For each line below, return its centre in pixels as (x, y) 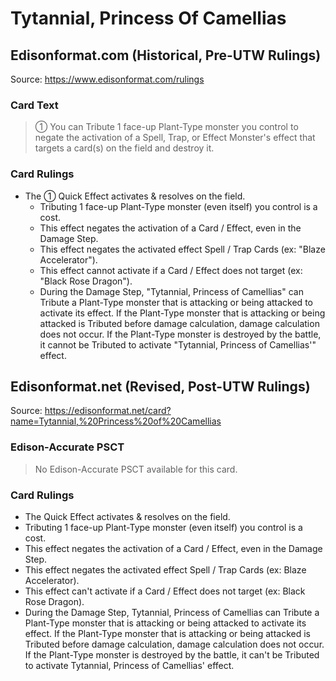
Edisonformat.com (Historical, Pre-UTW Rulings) (166, 55)
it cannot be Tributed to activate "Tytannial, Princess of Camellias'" (178, 344)
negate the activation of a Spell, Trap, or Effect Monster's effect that (175, 138)
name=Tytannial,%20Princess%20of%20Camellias (116, 421)
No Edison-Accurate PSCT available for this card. (136, 469)
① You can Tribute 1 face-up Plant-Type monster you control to (166, 127)
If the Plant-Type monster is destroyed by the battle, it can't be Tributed (172, 655)
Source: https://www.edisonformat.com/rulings (107, 79)
